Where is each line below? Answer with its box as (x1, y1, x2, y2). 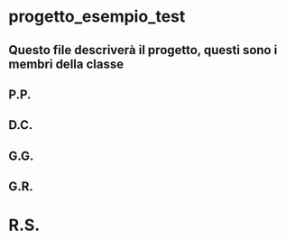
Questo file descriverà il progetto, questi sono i (8, 42, 278, 58)
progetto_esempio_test (8, 6, 186, 27)
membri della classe (8, 56, 124, 71)
